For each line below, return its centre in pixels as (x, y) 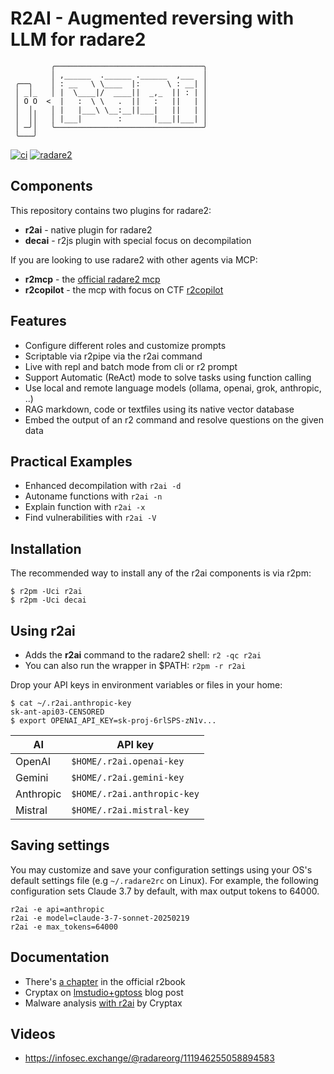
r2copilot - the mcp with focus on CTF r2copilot (124, 289)
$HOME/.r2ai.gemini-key (128, 777)
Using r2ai (43, 630)
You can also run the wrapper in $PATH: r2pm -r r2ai (135, 665)
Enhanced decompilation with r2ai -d (103, 486)
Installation (46, 548)
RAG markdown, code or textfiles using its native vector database (159, 409)
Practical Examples (71, 461)
